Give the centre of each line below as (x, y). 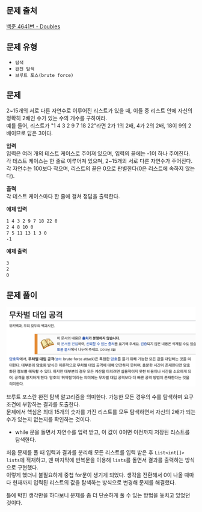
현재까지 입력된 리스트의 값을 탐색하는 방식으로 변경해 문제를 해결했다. (94, 483)
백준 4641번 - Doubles (33, 26)
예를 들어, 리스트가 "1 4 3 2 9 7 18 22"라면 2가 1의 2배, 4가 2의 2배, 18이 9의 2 (99, 126)
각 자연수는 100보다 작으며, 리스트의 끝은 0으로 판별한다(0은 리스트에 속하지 (95, 169)
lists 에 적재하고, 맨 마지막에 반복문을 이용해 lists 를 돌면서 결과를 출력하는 (95, 460)
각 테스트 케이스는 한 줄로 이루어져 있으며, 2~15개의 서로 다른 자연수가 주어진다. (99, 161)
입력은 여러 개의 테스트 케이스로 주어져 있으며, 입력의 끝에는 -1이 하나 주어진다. (98, 154)
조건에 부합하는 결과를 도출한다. (43, 404)
